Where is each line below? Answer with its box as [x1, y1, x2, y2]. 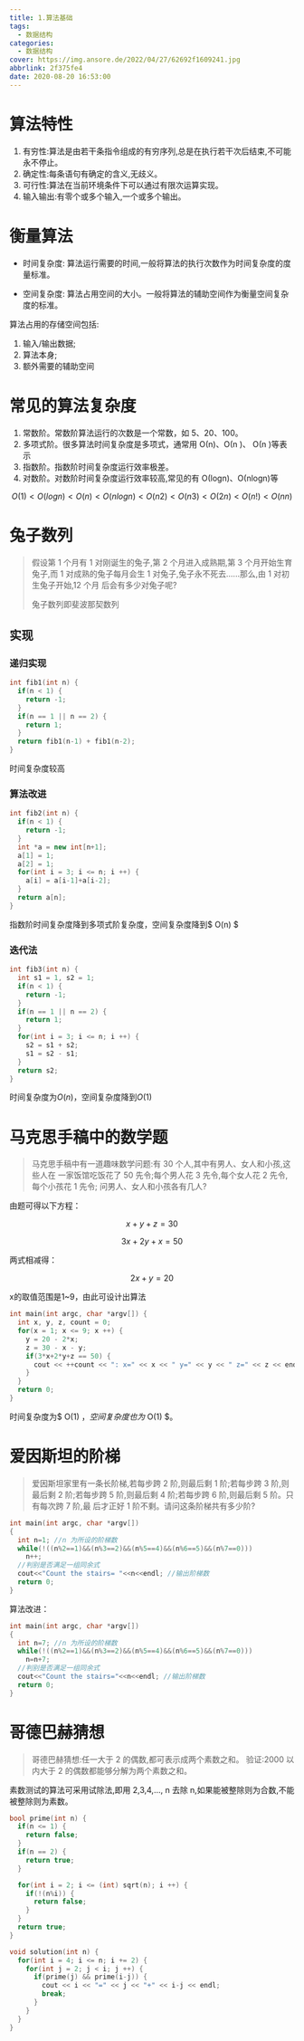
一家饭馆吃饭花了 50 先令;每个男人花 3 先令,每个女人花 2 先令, [57, 1169, 288, 1181]
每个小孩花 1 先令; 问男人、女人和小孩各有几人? [31, 1181, 207, 1192]
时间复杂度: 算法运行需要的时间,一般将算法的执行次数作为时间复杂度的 [22, 257, 283, 268]
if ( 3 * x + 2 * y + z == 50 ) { [25, 1351, 111, 1360]
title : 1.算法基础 [9, 13, 74, 23]
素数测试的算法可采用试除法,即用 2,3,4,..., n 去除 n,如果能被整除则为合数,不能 [9, 1784, 295, 1795]
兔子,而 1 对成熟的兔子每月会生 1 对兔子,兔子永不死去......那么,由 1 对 [31, 567, 282, 579]
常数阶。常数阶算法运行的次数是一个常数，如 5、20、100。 [22, 427, 243, 438]
